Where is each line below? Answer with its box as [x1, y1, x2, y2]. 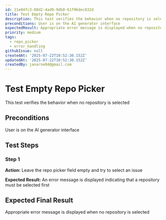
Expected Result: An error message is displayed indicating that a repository [5, 177, 160, 183]
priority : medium [5, 30, 41, 35]
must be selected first [5, 182, 50, 188]
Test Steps [5, 141, 39, 150]
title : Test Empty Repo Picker [5, 12, 70, 17]
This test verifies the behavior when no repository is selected [5, 99, 130, 106]
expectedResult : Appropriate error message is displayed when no [5, 26, 142, 31]
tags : [5, 35, 16, 40]
